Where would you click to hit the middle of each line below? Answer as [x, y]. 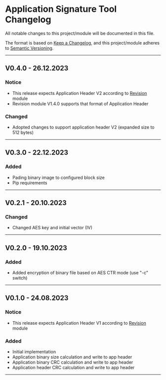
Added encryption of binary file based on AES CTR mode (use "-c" [80, 272]
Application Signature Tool [61, 9]
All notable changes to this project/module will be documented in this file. [80, 33]
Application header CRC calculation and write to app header [73, 367]
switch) [20, 278]
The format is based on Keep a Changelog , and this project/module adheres [82, 42]
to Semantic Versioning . [29, 48]
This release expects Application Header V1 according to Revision [79, 323]
